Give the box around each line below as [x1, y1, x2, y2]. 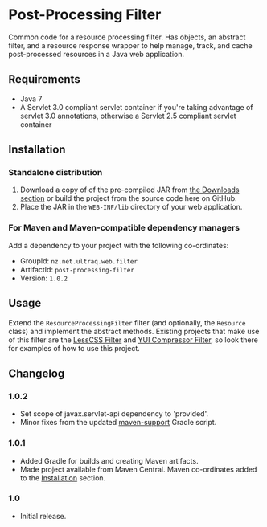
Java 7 [19, 94, 43, 104]
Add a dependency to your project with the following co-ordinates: [8, 240, 229, 250]
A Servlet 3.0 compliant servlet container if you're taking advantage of [19, 102, 253, 112]
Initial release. [19, 511, 67, 521]
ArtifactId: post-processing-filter [19, 264, 135, 274]
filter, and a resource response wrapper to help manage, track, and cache [8, 40, 253, 50]
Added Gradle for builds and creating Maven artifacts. [19, 456, 199, 465]
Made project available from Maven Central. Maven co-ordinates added [19, 464, 257, 474]
